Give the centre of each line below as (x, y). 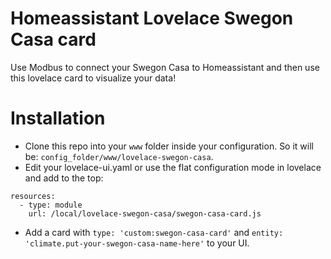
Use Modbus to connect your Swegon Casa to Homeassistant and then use (165, 67)
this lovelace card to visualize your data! (93, 78)
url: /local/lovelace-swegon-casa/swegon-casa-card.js (145, 213)
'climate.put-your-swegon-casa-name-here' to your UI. (137, 243)
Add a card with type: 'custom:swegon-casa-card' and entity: (154, 232)
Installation (58, 118)
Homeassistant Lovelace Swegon (152, 18)
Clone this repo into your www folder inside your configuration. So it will (169, 146)
